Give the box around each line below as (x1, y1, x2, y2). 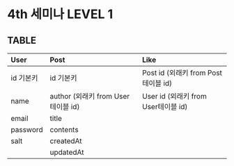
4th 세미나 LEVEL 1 (7, 6, 114, 22)
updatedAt (49, 147, 84, 157)
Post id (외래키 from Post (141, 68, 223, 77)
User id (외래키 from (141, 92, 207, 101)
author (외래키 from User (49, 92, 130, 101)
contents (49, 125, 79, 134)
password (10, 125, 43, 134)
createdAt (49, 136, 82, 146)
